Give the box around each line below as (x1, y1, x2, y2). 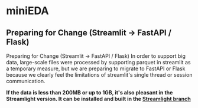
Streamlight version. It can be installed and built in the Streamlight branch (6, 96, 191, 102)
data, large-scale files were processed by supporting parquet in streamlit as (6, 59, 191, 66)
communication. (6, 78, 46, 84)
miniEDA (6, 4, 49, 18)
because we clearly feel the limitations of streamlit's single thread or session (6, 71, 193, 78)
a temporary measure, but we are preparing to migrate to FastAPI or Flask (6, 65, 186, 72)
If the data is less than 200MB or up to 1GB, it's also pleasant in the (6, 89, 173, 96)
